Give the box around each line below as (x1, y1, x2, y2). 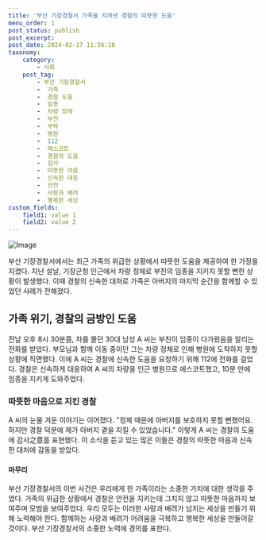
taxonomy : (8, 48, 41, 56)
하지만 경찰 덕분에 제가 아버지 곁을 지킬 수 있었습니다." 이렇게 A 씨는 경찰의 (8, 426, 240, 435)
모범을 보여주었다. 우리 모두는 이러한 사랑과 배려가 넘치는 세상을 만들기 (29, 503, 248, 513)
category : (22, 56, 56, 64)
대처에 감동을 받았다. (16, 445, 81, 455)
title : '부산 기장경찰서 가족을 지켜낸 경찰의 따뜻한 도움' (8, 11, 176, 20)
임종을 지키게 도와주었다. (8, 374, 85, 384)
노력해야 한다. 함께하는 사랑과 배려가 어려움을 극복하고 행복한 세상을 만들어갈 (16, 514, 254, 523)
